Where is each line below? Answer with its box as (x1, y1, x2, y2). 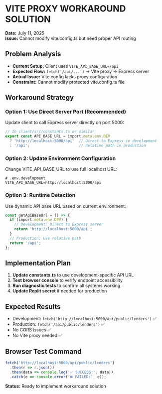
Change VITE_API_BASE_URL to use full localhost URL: (5, 166, 117, 172)
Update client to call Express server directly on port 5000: (5, 120, 125, 126)
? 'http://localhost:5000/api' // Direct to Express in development (9, 138, 157, 143)
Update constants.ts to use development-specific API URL (12, 272, 134, 278)
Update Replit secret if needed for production (12, 288, 107, 294)
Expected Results (5, 302, 61, 311)
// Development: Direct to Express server (14, 222, 104, 227)
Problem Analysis (5, 50, 61, 58)
